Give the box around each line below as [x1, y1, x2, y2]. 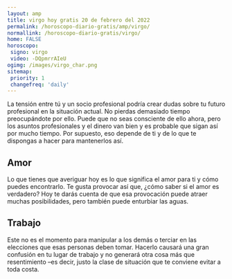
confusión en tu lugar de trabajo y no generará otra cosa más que [7, 250, 195, 258]
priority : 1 [10, 74, 45, 82]
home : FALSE [7, 36, 42, 43]
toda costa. [7, 264, 39, 273]
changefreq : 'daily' [10, 81, 70, 88]
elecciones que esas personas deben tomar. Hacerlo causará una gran [7, 243, 209, 251]
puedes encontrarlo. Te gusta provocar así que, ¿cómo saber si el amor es [7, 183, 220, 191]
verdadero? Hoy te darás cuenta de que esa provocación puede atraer [7, 190, 208, 198]
